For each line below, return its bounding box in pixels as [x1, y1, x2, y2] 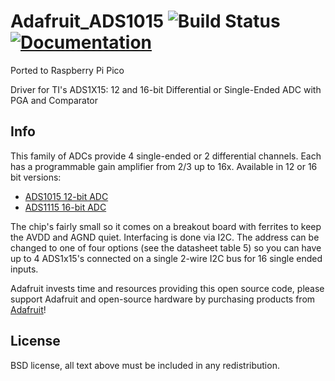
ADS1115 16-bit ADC [24, 201, 107, 213]
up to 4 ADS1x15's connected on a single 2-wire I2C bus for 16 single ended [10, 252, 323, 264]
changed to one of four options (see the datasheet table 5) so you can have [10, 241, 322, 254]
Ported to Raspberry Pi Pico [10, 64, 125, 76]
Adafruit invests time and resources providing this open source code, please [10, 282, 325, 294]
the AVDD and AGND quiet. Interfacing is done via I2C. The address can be [10, 231, 320, 243]
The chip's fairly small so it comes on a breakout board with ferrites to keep [10, 220, 322, 232]
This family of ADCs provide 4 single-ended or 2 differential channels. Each [10, 150, 322, 162]
